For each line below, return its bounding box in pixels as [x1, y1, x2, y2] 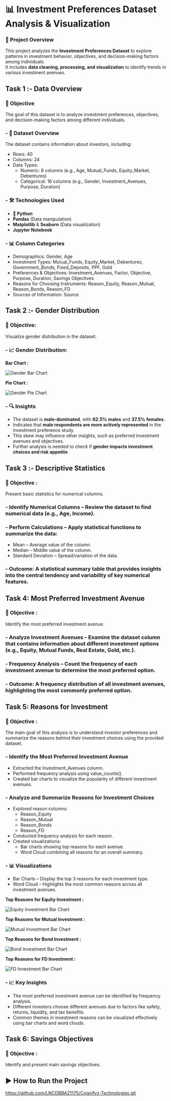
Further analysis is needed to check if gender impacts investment [12, 443, 153, 450]
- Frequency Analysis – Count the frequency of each [5, 660, 138, 667]
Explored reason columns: [12, 805, 68, 811]
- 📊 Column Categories [5, 240, 65, 247]
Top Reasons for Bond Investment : [5, 936, 82, 942]
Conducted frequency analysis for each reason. [12, 832, 113, 839]
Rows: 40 [12, 151, 33, 157]
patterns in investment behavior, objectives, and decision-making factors [5, 53, 159, 59]
